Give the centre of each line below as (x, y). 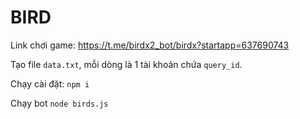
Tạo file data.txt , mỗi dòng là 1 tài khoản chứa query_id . (126, 64)
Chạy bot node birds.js (59, 103)
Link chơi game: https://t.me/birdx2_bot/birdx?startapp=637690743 (150, 45)
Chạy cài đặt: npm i (50, 83)
